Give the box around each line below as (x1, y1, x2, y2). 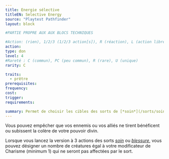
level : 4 (5, 53, 24, 58)
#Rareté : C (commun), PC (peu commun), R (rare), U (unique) (5, 58, 138, 63)
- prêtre (10, 76, 28, 82)
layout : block (5, 21, 35, 27)
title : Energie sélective (5, 7, 59, 13)
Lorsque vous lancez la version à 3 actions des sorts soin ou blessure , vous (5, 137, 162, 143)
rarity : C (5, 63, 26, 68)
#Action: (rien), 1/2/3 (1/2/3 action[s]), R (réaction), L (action (5, 40, 152, 45)
